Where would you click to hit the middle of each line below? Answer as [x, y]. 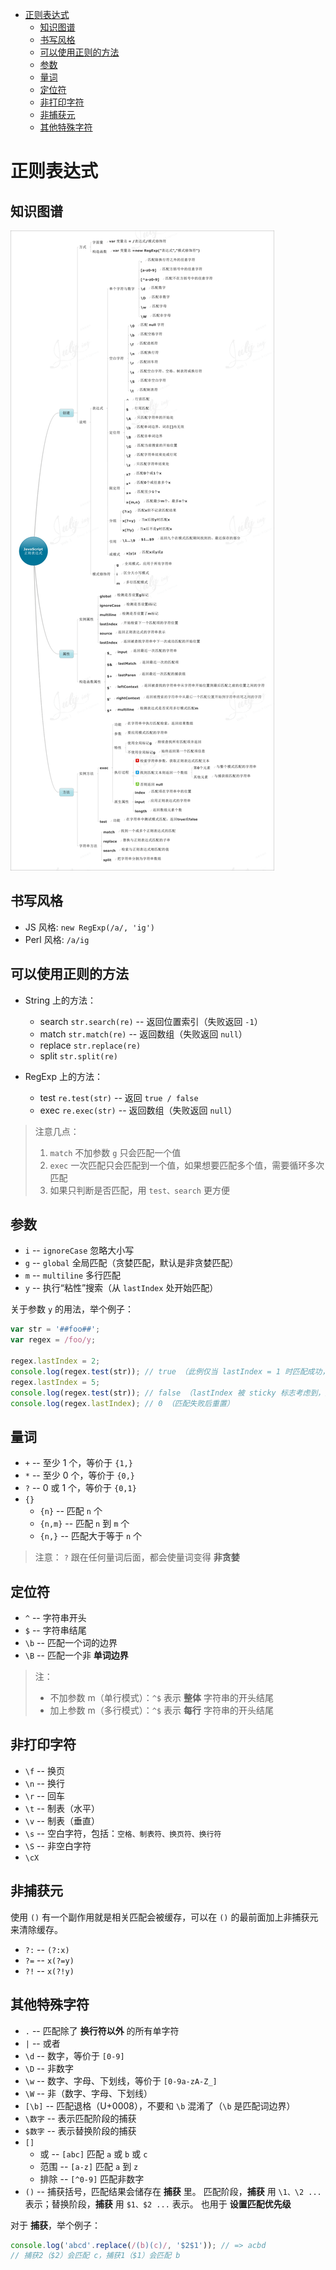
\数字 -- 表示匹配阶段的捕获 [80, 2118]
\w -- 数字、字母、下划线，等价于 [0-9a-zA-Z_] [121, 2080]
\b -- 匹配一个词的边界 [71, 1643]
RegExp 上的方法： [63, 1076]
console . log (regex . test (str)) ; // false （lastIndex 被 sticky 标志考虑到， [168, 1393]
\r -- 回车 [44, 1795]
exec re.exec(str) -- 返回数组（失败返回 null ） [138, 1110]
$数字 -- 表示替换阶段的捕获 [80, 2130]
